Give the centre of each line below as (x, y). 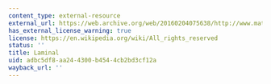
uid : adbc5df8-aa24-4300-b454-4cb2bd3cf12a (83, 61)
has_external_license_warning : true (70, 30)
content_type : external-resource (65, 16)
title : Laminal (34, 53)
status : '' (27, 46)
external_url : (32, 23)
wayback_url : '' (35, 68)
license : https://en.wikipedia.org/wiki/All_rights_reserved (113, 38)
